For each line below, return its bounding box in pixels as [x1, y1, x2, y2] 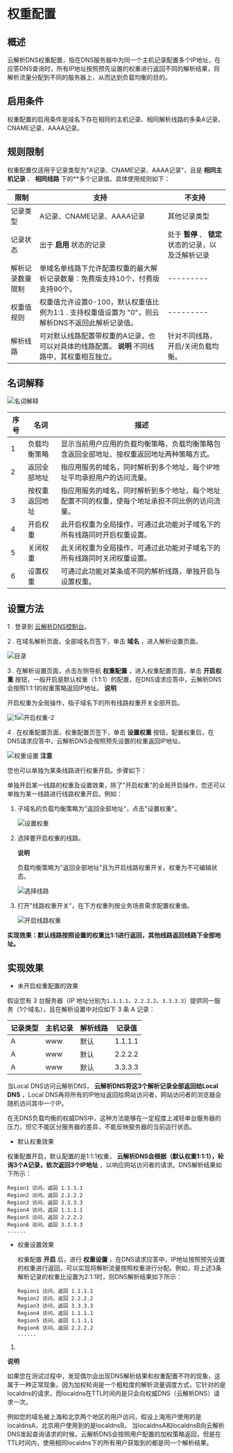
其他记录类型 [167, 211, 210, 221]
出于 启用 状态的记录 [39, 240, 106, 250]
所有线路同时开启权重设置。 [60, 530, 151, 540]
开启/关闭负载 [167, 341, 212, 351]
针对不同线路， [167, 331, 217, 341]
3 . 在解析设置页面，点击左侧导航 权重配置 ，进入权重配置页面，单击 [7, 667, 202, 675]
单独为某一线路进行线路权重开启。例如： [7, 790, 123, 798]
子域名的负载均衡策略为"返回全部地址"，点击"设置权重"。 [17, 805, 181, 813]
